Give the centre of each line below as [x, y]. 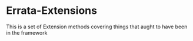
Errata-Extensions [51, 11]
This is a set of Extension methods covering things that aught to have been [97, 27]
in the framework [27, 32]
